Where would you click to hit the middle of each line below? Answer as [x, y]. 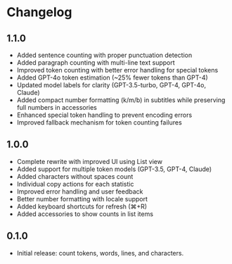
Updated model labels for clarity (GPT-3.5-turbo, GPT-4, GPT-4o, [111, 85]
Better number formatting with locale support [82, 199]
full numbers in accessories [57, 107]
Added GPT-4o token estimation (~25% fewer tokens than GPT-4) [112, 77]
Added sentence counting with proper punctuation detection [104, 55]
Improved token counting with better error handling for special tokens [117, 70]
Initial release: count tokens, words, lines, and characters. [100, 253]
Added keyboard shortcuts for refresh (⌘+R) [82, 206]
